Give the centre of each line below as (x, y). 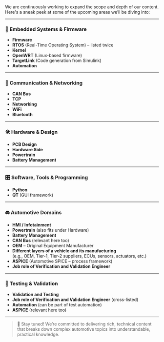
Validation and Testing (35, 294)
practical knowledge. (38, 334)
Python (20, 190)
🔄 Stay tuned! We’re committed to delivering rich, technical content (84, 324)
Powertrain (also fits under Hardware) (51, 230)
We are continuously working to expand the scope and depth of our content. (82, 7)
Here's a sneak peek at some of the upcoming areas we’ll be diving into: (78, 12)
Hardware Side (27, 149)
